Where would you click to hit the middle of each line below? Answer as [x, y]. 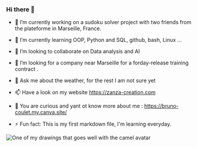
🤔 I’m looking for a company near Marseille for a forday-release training [102, 63]
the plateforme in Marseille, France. [58, 28]
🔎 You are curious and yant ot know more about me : [79, 106]
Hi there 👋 [21, 9]
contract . [26, 69]
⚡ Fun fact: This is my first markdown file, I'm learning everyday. [93, 124]
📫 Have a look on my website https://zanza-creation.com [85, 92]
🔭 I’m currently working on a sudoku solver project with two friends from [103, 22]
